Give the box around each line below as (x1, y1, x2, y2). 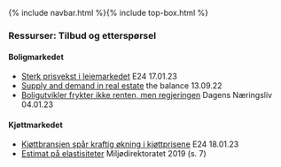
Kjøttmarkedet (8, 119, 63, 130)
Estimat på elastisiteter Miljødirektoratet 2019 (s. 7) (20, 148, 207, 159)
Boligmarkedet (8, 51, 64, 62)
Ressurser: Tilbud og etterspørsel (8, 29, 157, 42)
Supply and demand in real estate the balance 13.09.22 (20, 80, 222, 91)
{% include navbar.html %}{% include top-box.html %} (8, 8, 209, 18)
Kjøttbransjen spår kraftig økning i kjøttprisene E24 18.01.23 (20, 139, 239, 149)
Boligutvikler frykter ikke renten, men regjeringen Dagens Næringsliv (20, 90, 272, 101)
